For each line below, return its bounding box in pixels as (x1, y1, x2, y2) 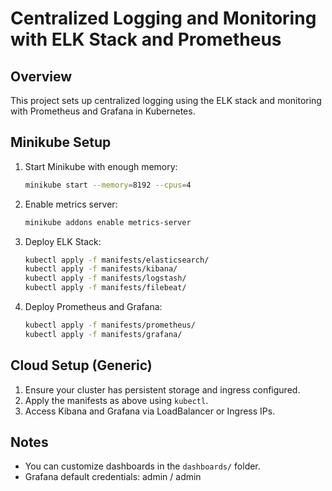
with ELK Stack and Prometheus (10, 28, 282, 51)
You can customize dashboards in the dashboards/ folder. (24, 460, 261, 472)
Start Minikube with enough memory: (24, 160, 178, 172)
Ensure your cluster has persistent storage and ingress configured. (24, 383, 301, 396)
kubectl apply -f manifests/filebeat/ (24, 283, 187, 293)
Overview (10, 68, 73, 85)
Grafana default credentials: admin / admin (24, 471, 202, 483)
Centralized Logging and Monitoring (10, 7, 317, 30)
